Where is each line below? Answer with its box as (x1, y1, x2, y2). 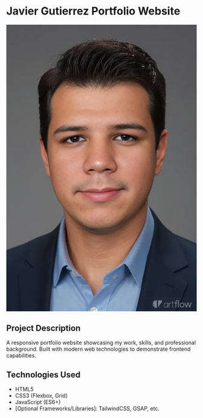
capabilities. (6, 352, 36, 359)
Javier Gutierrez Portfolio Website (6, 4, 181, 18)
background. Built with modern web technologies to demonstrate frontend (6, 345, 191, 353)
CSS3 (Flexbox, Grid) (14, 392, 68, 399)
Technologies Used (6, 370, 80, 380)
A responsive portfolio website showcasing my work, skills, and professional (6, 339, 196, 347)
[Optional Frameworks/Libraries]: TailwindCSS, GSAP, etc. (14, 405, 160, 413)
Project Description (6, 323, 81, 334)
